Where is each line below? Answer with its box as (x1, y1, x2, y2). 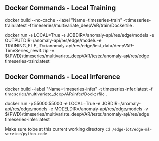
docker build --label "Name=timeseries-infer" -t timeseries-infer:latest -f (5, 86, 153, 92)
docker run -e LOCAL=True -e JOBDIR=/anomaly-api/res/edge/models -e (5, 32, 154, 38)
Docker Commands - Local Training (5, 4, 116, 12)
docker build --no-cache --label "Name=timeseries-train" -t (5, 17, 127, 23)
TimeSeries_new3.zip (5, 47, 49, 53)
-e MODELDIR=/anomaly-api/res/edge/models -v (48, 106, 148, 112)
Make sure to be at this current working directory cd (5, 126, 110, 132)
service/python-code (5, 131, 48, 136)
